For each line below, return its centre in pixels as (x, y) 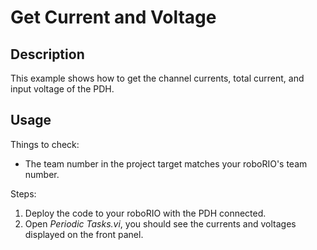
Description (47, 54)
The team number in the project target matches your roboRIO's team (166, 163)
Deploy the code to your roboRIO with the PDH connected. (145, 213)
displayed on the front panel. (84, 234)
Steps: (23, 193)
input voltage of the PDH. (62, 89)
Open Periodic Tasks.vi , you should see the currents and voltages (160, 223)
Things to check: (45, 144)
